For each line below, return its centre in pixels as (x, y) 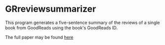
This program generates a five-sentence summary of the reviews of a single (82, 22)
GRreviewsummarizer (51, 9)
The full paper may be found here (39, 37)
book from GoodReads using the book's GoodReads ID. (61, 27)
